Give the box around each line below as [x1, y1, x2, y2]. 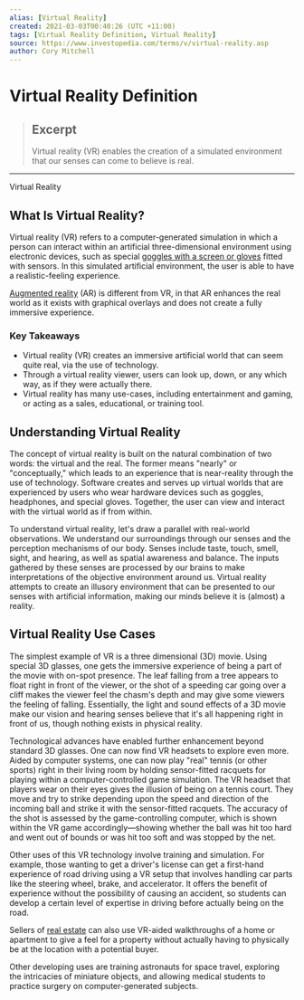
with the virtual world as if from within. [9, 506, 153, 517]
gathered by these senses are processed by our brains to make [9, 562, 246, 573]
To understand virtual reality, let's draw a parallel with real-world [9, 524, 251, 535]
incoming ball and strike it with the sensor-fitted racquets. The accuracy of [9, 803, 288, 814]
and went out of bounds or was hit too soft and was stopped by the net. [9, 832, 276, 843]
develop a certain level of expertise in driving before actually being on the [9, 897, 284, 908]
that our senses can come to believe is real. [31, 156, 195, 167]
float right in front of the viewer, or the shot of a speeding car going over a [9, 680, 287, 690]
